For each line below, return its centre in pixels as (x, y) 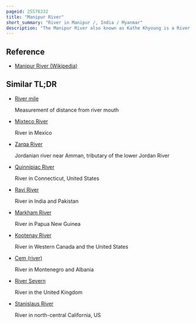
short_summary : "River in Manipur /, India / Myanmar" (75, 22)
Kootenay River (33, 235)
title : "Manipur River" (35, 17)
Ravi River (27, 189)
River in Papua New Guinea (48, 223)
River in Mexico (33, 132)
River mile (27, 98)
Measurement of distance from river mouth (67, 110)
